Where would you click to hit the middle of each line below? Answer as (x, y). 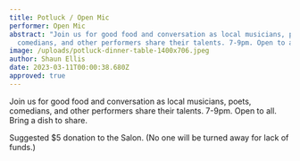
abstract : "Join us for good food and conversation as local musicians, (147, 34)
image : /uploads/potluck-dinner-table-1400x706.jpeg (109, 51)
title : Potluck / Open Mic (59, 17)
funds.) (22, 147)
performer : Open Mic (48, 26)
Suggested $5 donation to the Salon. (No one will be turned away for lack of (149, 137)
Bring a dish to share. (48, 120)
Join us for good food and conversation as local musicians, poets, (130, 101)
